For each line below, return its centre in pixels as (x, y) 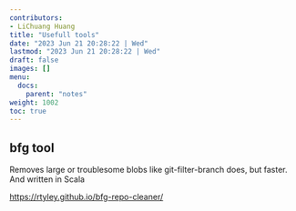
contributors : (36, 18)
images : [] (30, 69)
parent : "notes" (57, 94)
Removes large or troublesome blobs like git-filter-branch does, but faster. (149, 170)
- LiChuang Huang (42, 26)
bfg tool (32, 148)
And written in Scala (47, 179)
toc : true (28, 111)
